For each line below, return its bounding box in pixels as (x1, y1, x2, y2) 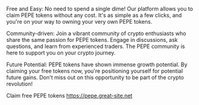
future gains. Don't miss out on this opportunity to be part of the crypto (6, 74, 184, 81)
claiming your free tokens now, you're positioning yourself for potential (6, 67, 183, 75)
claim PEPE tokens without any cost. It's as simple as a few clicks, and (6, 12, 182, 19)
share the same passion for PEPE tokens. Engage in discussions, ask (6, 36, 178, 43)
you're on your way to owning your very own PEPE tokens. (6, 18, 153, 25)
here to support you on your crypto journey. (6, 49, 116, 56)
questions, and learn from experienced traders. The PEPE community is (6, 42, 185, 50)
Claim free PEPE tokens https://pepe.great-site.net (6, 92, 133, 99)
